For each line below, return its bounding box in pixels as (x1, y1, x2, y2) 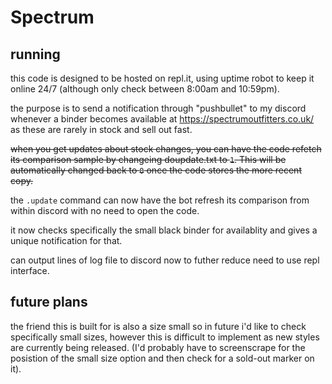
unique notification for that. (10, 235, 123, 246)
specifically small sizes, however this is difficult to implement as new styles (10, 331, 320, 343)
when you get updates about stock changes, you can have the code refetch (10, 143, 322, 155)
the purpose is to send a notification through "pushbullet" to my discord (10, 102, 307, 114)
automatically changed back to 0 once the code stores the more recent (10, 164, 302, 176)
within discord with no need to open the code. (10, 205, 200, 216)
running (10, 46, 61, 63)
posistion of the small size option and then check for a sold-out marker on (10, 352, 315, 364)
